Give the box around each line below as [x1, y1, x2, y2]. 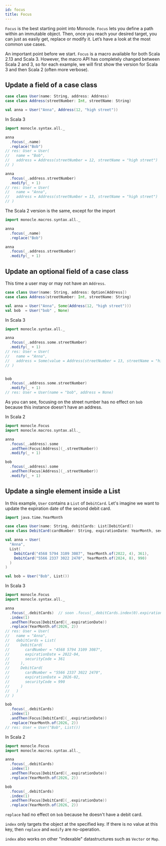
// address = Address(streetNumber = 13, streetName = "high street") [5, 194, 158, 199]
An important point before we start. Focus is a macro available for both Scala [5, 50, 160, 57]
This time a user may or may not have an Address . [5, 280, 106, 286]
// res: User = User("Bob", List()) [5, 725, 81, 730]
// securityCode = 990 [5, 679, 65, 684]
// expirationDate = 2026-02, [5, 675, 81, 680]
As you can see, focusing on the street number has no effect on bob [5, 399, 143, 405]
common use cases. [5, 41, 46, 47]
